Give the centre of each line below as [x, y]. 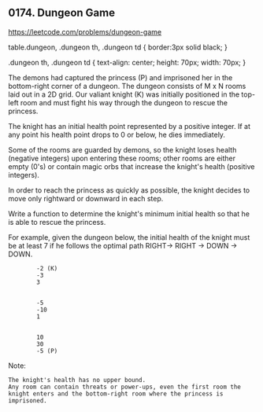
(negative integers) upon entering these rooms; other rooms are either [122, 158]
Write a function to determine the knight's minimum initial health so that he [129, 213]
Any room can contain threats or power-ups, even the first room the [125, 387]
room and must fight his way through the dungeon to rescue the [124, 102]
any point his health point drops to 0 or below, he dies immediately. [117, 134]
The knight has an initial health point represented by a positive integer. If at [129, 126]
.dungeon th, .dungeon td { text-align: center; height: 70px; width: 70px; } [127, 62]
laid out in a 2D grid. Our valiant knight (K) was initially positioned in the [124, 94]
